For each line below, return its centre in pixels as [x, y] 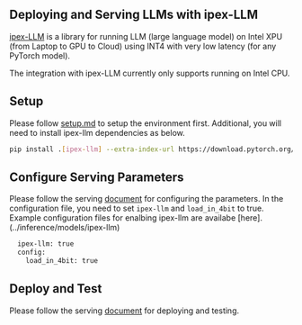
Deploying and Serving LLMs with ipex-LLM [134, 15]
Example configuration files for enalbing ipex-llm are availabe [123, 218]
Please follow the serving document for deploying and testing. [124, 311]
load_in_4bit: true [62, 261]
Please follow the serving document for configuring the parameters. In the [147, 199]
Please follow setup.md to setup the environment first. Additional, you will [145, 123]
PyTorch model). [40, 55]
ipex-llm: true [46, 244]
